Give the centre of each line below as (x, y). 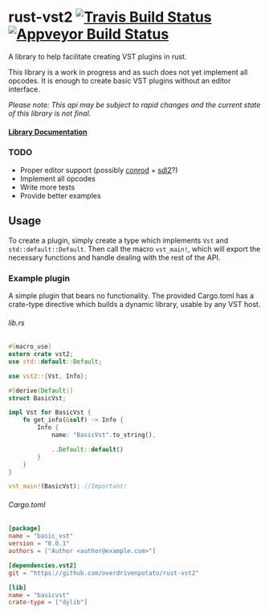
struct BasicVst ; (37, 398)
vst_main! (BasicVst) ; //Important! (68, 486)
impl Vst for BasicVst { (50, 413)
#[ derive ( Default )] (41, 391)
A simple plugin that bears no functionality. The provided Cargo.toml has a (131, 295)
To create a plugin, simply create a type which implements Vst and (118, 240)
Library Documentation (48, 132)
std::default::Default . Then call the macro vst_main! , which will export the (134, 248)
